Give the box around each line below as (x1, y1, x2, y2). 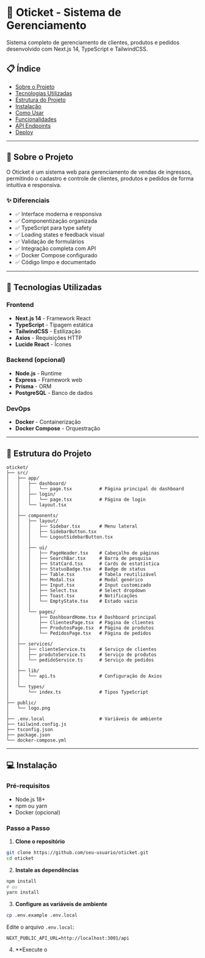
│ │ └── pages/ (6, 608, 56, 615)
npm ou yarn (15, 802, 48, 809)
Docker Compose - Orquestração (15, 425, 101, 432)
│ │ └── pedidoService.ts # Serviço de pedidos (6, 657, 154, 663)
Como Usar (15, 109, 44, 116)
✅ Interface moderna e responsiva (15, 210, 102, 218)
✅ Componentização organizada (15, 217, 98, 224)
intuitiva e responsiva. (6, 181, 62, 188)
